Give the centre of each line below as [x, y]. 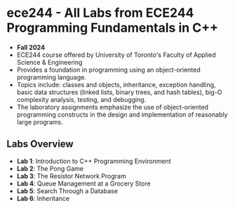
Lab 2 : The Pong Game [50, 168]
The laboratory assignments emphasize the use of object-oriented [112, 107]
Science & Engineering [49, 62]
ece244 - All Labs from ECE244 [100, 13]
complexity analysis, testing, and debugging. [81, 99]
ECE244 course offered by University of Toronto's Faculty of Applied [116, 55]
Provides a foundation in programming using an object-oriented [108, 70]
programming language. [52, 77]
